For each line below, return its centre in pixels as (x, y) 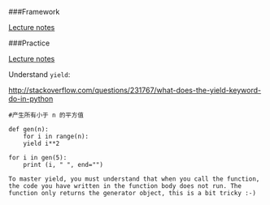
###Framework (34, 12)
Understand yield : (39, 75)
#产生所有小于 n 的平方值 (46, 115)
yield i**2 (41, 143)
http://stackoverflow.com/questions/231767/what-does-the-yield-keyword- (135, 90)
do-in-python (31, 99)
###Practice (29, 43)
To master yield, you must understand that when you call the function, (134, 179)
